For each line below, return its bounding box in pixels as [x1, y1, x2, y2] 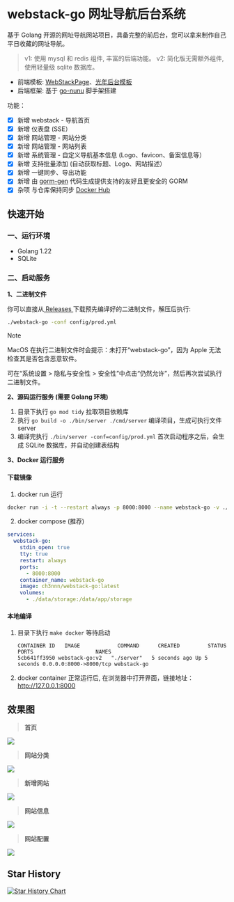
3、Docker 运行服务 [7, 456, 65, 464]
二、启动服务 [7, 273, 51, 283]
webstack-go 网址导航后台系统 [7, 6, 186, 22]
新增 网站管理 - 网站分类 [17, 134, 87, 142]
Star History [7, 868, 61, 880]
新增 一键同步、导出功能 [17, 168, 87, 177]
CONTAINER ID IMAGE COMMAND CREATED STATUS [17, 642, 227, 649]
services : [7, 531, 36, 538]
